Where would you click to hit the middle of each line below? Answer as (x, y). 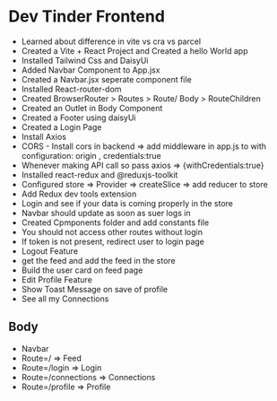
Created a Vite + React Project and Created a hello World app (134, 50)
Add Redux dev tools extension (79, 194)
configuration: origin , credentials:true (91, 155)
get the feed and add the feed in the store (98, 260)
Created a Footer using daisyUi (78, 118)
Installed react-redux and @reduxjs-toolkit (100, 174)
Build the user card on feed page (82, 270)
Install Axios (43, 136)
